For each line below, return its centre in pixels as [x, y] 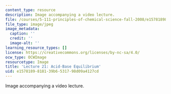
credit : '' [21, 39]
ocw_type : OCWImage [26, 57]
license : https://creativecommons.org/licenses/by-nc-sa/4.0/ [73, 52]
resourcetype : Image [27, 62]
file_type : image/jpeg [29, 24]
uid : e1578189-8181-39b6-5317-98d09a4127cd [52, 72]
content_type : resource [31, 10]
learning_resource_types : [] [36, 48]
